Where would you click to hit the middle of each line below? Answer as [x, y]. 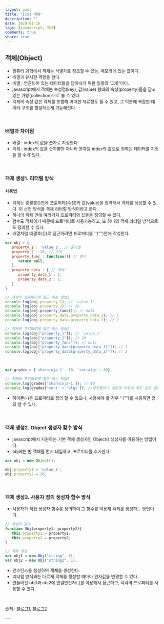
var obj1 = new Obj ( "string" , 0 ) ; [40, 556]
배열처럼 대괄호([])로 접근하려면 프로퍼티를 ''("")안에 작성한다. [71, 234]
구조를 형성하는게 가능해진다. [49, 107]
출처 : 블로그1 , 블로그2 [26, 608]
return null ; [31, 261]
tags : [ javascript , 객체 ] [31, 28]
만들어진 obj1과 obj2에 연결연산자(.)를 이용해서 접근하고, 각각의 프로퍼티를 [83, 582]
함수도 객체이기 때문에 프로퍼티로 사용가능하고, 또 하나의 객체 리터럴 [77, 221]
